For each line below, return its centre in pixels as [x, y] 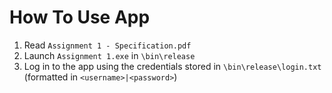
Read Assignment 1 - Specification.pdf [107, 45]
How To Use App [80, 17]
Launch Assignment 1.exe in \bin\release [109, 55]
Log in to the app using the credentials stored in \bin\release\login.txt [172, 66]
